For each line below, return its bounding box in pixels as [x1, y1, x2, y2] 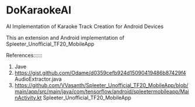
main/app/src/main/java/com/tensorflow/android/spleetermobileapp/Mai [14, 88, 189, 95]
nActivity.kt [14, 94, 42, 101]
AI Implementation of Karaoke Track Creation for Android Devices [6, 23, 164, 30]
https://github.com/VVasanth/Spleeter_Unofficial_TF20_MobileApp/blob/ [14, 81, 189, 88]
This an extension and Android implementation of [6, 34, 124, 41]
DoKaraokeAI [6, 4, 72, 17]
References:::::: [6, 51, 43, 58]
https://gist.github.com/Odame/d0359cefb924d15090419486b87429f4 [14, 69, 186, 76]
